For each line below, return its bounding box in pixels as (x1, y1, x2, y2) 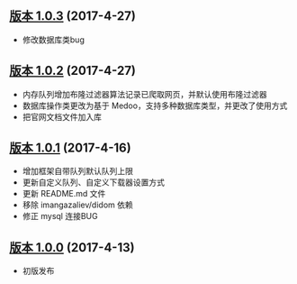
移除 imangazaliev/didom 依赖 (22, 199, 133, 210)
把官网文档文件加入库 (22, 111, 102, 122)
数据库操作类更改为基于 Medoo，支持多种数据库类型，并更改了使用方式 (22, 100, 288, 111)
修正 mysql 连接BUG (22, 211, 98, 222)
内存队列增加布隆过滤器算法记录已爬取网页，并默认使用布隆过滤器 (22, 88, 267, 99)
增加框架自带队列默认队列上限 (22, 166, 133, 177)
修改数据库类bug (22, 34, 85, 45)
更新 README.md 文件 (22, 188, 106, 199)
